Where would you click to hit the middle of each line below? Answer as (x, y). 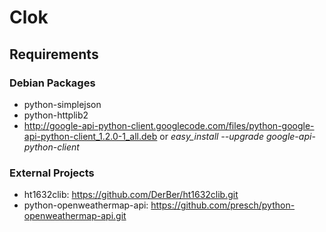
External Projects (52, 173)
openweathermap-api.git (75, 216)
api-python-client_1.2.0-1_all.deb (90, 136)
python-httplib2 (56, 115)
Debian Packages (52, 83)
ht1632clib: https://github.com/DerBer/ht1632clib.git (131, 195)
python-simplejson (62, 104)
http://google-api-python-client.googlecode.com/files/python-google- (169, 125)
